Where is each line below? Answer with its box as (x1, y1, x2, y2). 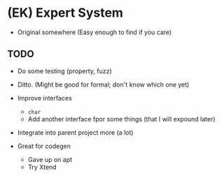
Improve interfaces (17, 94, 72, 102)
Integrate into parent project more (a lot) (17, 128, 134, 137)
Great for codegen (17, 142, 71, 150)
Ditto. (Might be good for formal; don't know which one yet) (17, 80, 190, 89)
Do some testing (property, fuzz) (17, 66, 112, 75)
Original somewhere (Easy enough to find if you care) (17, 28, 172, 36)
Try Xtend (27, 163, 57, 171)
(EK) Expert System (7, 5, 124, 21)
